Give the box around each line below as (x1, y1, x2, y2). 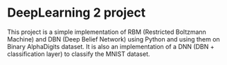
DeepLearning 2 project (7, 5, 146, 21)
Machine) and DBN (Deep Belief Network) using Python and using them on (7, 35, 220, 43)
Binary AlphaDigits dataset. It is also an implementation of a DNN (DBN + (7, 42, 215, 50)
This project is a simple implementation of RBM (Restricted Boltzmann (7, 28, 206, 36)
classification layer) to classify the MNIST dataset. (7, 50, 150, 58)
